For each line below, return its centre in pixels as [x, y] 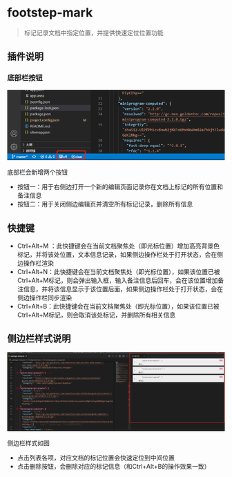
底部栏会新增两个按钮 [37, 172]
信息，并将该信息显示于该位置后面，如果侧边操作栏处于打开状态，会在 [123, 289]
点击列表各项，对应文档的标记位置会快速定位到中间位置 [96, 458]
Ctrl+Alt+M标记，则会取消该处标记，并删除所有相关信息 [96, 315]
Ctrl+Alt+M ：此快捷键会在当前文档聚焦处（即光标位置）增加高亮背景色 [118, 246]
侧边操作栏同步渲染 [45, 298]
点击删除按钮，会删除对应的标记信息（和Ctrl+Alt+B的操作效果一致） [114, 466]
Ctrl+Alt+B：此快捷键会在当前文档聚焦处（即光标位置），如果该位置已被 [118, 306]
